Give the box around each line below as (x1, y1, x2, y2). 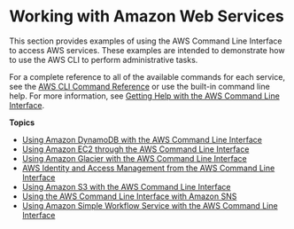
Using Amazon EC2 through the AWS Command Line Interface (21, 144, 250, 154)
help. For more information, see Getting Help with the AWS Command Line (9, 91, 281, 101)
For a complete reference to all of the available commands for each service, (9, 71, 286, 82)
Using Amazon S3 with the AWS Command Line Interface (21, 181, 232, 192)
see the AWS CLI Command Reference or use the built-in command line (9, 81, 270, 91)
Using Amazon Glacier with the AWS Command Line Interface (21, 153, 247, 163)
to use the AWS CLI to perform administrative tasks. (9, 54, 198, 65)
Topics (9, 117, 35, 128)
